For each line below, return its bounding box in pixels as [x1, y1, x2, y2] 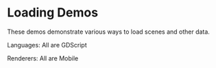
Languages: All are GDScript [7, 41, 87, 49]
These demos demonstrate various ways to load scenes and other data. [7, 27, 211, 36]
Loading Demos [7, 5, 98, 21]
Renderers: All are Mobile [7, 54, 79, 63]
